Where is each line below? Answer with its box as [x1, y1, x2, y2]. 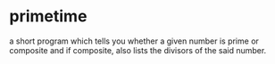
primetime [9, 6, 87, 27]
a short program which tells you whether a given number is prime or [9, 36, 259, 46]
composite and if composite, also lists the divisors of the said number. [9, 44, 267, 55]
